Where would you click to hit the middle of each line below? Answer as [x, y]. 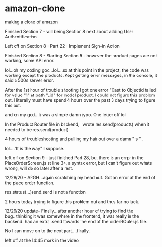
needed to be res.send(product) [37, 129]
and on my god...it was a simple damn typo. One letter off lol [65, 114]
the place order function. [30, 183]
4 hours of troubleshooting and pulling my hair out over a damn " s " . [74, 139]
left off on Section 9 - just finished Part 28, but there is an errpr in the [74, 158]
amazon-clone [35, 9]
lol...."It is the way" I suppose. [35, 148]
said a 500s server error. [30, 80]
